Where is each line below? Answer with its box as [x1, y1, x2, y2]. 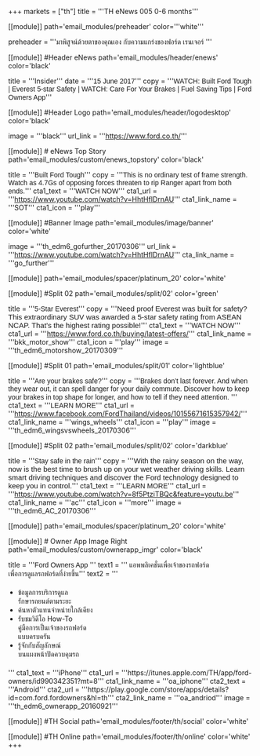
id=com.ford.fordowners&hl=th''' [8, 693, 114, 702]
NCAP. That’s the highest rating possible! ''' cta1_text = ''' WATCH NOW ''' [8, 321, 241, 330]
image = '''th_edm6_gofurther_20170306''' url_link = [8, 242, 177, 250]
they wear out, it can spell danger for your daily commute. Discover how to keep [8, 385, 250, 393]
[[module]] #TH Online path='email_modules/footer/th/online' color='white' [8, 732, 251, 741]
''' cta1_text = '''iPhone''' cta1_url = [8, 668, 120, 677]
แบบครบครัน [18, 632, 51, 641]
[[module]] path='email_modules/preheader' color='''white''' [8, 22, 204, 31]
